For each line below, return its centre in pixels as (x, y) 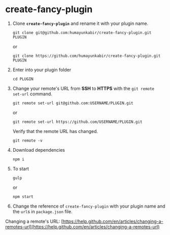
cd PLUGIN (23, 79)
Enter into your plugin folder (42, 70)
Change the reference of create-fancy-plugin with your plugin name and (89, 206)
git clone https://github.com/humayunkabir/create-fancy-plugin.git (87, 56)
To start (21, 169)
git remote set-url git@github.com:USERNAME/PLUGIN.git (73, 103)
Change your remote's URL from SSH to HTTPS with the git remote (83, 88)
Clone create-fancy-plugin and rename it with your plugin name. (80, 23)
